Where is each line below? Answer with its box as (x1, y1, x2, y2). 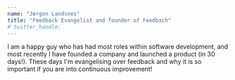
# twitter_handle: (7, 23, 61, 30)
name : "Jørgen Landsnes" (7, 10, 80, 18)
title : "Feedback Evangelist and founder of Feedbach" (7, 17, 172, 24)
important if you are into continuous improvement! (7, 65, 153, 74)
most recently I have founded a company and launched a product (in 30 (7, 50, 215, 58)
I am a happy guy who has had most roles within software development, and (7, 43, 229, 51)
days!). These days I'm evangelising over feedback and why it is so (7, 58, 202, 66)
